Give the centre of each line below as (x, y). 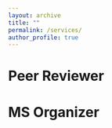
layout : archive (34, 15)
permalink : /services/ (45, 30)
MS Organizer (54, 112)
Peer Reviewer (56, 76)
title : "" (24, 23)
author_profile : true (43, 37)
